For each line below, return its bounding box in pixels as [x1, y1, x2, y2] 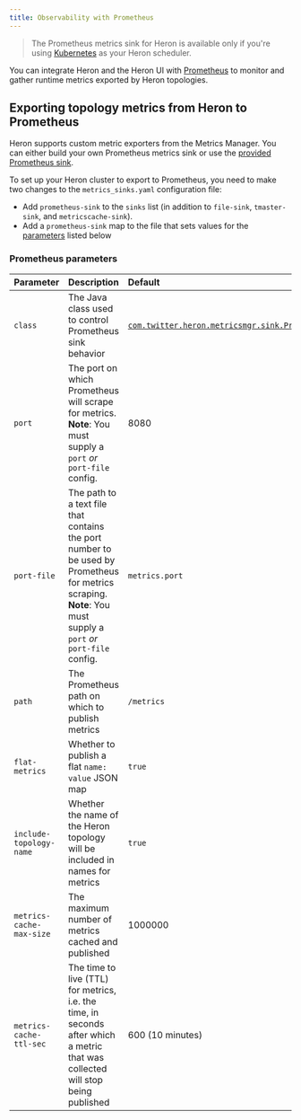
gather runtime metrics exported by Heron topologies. [9, 74, 209, 85]
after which [67, 1028, 116, 1041]
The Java [67, 291, 107, 304]
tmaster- [254, 203, 287, 212]
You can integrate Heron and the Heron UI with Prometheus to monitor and [9, 65, 285, 75]
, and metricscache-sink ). [39, 211, 133, 222]
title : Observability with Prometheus [9, 13, 154, 22]
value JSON [67, 772, 118, 784]
